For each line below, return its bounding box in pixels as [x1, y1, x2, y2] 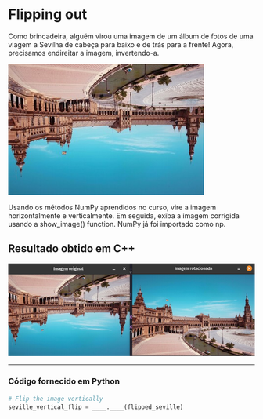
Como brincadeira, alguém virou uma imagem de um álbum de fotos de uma [8, 31, 254, 41]
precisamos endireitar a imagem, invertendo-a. [8, 48, 160, 57]
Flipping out [8, 5, 88, 24]
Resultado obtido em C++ [8, 242, 135, 256]
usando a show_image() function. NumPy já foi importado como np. [8, 219, 226, 228]
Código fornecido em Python [8, 376, 121, 387]
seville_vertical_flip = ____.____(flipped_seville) [8, 403, 184, 411]
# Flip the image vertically [8, 395, 103, 403]
